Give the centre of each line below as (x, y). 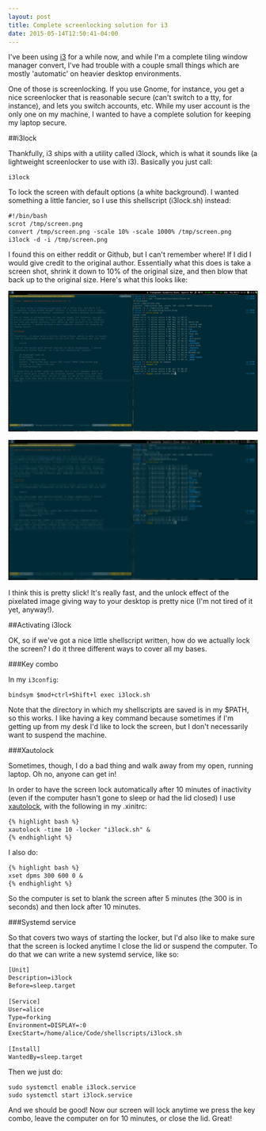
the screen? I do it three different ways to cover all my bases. (108, 649)
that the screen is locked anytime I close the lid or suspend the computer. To (133, 946)
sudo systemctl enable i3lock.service (72, 1087)
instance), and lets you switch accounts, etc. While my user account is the (129, 106)
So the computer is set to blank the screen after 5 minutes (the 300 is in (125, 899)
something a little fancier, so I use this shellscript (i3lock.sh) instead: (120, 201)
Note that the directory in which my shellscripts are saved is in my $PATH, (129, 710)
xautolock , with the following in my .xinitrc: (78, 806)
